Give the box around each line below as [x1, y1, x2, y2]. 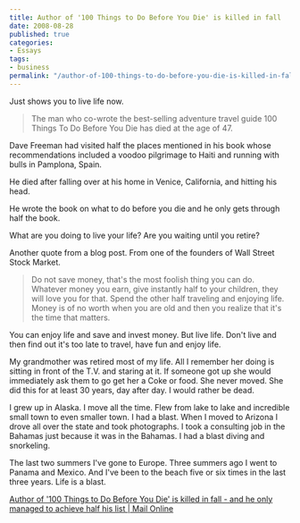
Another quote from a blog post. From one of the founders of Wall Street [9, 247, 275, 257]
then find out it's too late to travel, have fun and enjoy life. [9, 339, 221, 350]
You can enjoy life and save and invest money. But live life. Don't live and [9, 329, 277, 340]
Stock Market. [9, 257, 61, 267]
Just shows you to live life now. [9, 96, 124, 106]
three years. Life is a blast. [9, 476, 107, 487]
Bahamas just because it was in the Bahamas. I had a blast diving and [9, 430, 265, 441]
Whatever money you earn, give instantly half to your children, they [30, 283, 279, 294]
